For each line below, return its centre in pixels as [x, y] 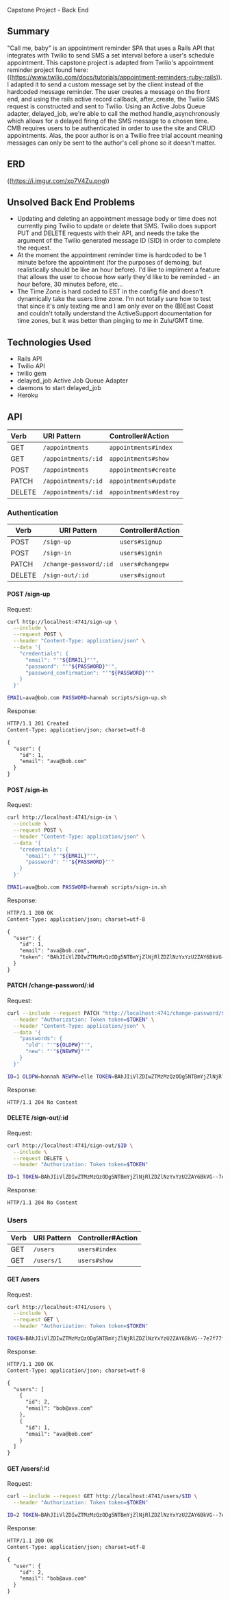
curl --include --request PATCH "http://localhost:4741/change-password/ [115, 1013]
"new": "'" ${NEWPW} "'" [57, 1052]
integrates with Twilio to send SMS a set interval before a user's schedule [111, 55]
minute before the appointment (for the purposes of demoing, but [109, 263]
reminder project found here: [48, 70]
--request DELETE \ [41, 1158]
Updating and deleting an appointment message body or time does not [117, 219]
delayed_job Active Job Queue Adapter [73, 381]
